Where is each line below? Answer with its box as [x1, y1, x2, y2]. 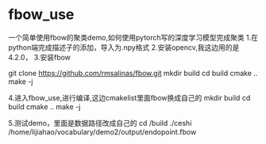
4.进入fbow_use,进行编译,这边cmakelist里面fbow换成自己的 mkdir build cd [8, 93, 251, 102]
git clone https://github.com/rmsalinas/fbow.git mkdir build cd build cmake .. [8, 68, 258, 78]
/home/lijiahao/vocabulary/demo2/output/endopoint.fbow [8, 127, 197, 136]
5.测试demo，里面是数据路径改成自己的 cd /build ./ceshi [8, 118, 192, 127]
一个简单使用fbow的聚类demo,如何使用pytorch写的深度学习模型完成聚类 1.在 [8, 32, 258, 42]
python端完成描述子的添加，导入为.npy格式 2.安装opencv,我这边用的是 [8, 42, 240, 52]
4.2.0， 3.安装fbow [8, 52, 71, 62]
